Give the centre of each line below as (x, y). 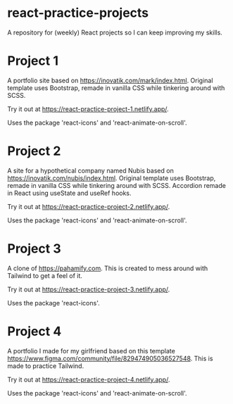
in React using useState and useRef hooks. (69, 193)
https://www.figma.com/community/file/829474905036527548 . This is (110, 358)
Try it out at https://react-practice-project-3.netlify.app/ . (89, 289)
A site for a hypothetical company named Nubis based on (90, 170)
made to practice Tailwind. (46, 366)
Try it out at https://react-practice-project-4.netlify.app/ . (89, 379)
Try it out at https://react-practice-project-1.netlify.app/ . (88, 109)
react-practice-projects (78, 13)
